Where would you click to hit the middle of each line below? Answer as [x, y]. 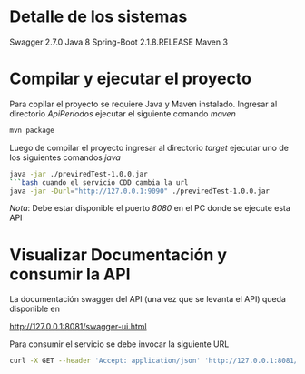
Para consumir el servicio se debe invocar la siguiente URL [119, 344]
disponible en [35, 309]
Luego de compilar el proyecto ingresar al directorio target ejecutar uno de [149, 147]
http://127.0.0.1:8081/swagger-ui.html [78, 327]
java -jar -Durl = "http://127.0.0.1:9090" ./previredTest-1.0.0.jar [140, 191]
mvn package [32, 130]
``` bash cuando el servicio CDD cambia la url [99, 182]
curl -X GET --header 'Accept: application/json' [105, 361]
